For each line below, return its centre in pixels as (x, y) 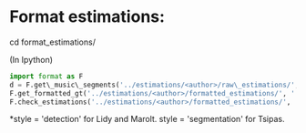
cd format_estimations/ (52, 42)
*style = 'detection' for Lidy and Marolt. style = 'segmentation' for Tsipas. (147, 119)
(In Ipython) (31, 59)
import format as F (46, 76)
